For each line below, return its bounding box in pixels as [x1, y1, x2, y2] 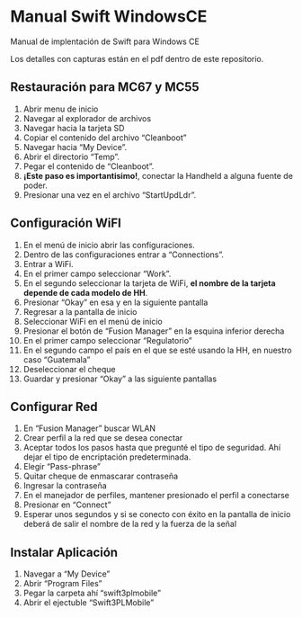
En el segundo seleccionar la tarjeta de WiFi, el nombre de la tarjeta [22, 277, 277, 289]
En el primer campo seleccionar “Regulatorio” [22, 335, 192, 345]
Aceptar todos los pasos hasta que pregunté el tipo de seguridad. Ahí [22, 443, 281, 453]
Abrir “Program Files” [22, 578, 102, 589]
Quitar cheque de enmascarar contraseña [22, 470, 179, 482]
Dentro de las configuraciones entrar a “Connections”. [22, 249, 224, 260]
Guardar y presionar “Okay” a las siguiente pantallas [22, 373, 218, 384]
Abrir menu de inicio [22, 103, 99, 114]
